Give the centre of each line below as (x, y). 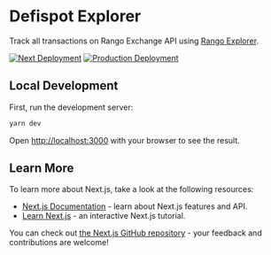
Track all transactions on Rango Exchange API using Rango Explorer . (134, 41)
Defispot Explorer (75, 16)
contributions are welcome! (59, 243)
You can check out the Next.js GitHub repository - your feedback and (136, 233)
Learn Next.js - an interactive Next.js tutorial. (104, 216)
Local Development (64, 86)
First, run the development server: (71, 107)
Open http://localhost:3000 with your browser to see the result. (125, 140)
